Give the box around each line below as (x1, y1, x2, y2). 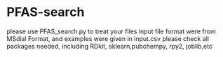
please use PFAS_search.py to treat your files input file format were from (6, 27, 217, 35)
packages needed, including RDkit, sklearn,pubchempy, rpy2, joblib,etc (6, 42, 213, 50)
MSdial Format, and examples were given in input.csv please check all (6, 34, 210, 42)
